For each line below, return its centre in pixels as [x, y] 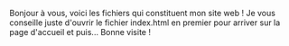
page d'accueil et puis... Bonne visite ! [80, 32]
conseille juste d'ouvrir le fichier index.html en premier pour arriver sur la [145, 23]
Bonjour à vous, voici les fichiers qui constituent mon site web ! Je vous [142, 13]
